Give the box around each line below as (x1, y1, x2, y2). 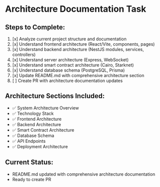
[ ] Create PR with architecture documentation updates (12, 78, 123, 83)
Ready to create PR (12, 176, 52, 182)
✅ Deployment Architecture (12, 143, 68, 149)
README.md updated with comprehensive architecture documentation (12, 171, 156, 177)
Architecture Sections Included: (5, 92, 105, 100)
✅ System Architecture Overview (12, 105, 80, 111)
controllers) (12, 52, 36, 57)
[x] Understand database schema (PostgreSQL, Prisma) (12, 67, 125, 73)
